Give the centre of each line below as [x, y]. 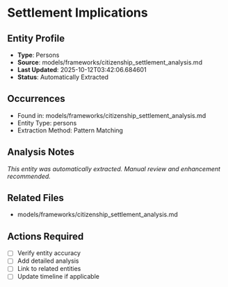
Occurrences [36, 99]
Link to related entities [49, 269]
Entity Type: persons [47, 123]
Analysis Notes [41, 152]
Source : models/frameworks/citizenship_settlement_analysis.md [110, 62]
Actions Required [46, 236]
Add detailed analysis [48, 261]
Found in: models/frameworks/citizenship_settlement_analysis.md [112, 115]
